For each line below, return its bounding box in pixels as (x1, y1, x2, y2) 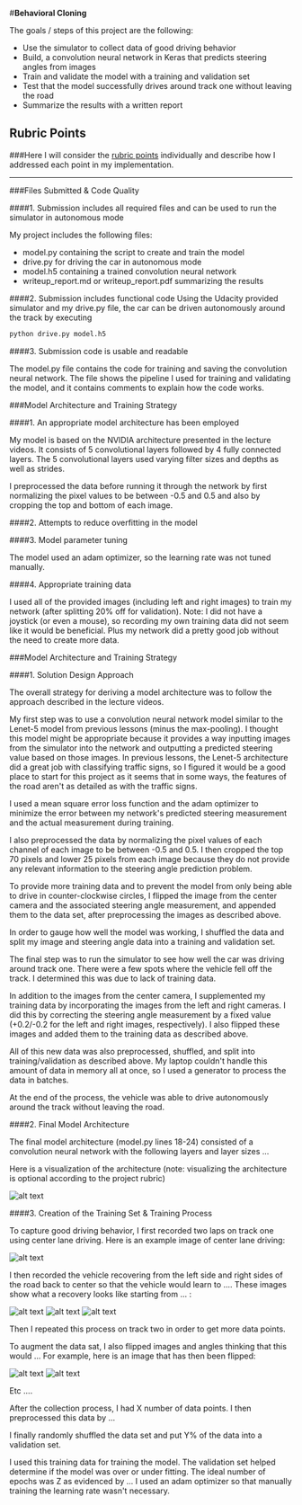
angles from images (22, 62, 96, 72)
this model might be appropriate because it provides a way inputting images (9, 733, 290, 744)
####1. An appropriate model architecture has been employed (9, 417, 240, 428)
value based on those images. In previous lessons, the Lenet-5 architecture (9, 752, 289, 762)
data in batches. (9, 1074, 69, 1085)
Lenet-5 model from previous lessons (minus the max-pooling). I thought (9, 723, 279, 734)
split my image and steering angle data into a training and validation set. (9, 936, 276, 947)
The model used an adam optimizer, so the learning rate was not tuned (9, 552, 271, 563)
